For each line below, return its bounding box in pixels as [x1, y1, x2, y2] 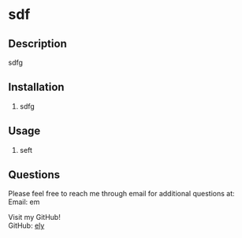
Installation [8, 80, 65, 94]
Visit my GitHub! [8, 213, 61, 222]
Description [8, 37, 67, 50]
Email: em [8, 197, 40, 206]
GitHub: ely [8, 221, 45, 230]
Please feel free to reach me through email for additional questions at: [8, 189, 235, 199]
